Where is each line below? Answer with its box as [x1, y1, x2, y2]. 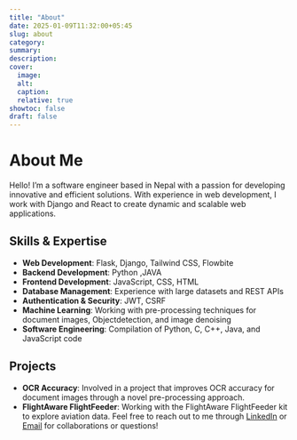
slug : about [9, 29, 53, 38]
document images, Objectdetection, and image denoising [21, 314, 232, 324]
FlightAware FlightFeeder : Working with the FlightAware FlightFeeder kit [21, 401, 288, 412]
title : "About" [9, 12, 66, 22]
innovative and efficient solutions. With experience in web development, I [9, 189, 277, 200]
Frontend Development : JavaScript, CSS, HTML [21, 276, 199, 287]
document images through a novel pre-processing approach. [21, 392, 246, 403]
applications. [9, 208, 56, 219]
